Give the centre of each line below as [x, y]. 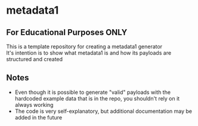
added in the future [38, 117]
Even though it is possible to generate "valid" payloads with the [93, 92]
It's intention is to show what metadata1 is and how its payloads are [89, 53]
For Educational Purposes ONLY [67, 32]
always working [34, 105]
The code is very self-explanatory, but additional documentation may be [103, 111]
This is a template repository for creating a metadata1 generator [84, 46]
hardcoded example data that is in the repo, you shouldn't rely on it [97, 98]
